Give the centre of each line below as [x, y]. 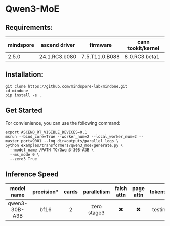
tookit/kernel [143, 48]
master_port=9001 [24, 141]
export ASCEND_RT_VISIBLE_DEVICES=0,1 [46, 132]
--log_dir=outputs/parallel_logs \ [81, 141]
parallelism [96, 192]
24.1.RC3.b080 [58, 56]
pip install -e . [24, 95]
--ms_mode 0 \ [25, 154]
